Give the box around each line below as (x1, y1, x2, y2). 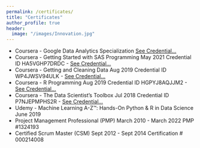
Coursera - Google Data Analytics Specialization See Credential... (14, 47, 177, 54)
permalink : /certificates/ (6, 8, 74, 15)
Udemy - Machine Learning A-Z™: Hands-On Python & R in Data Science (14, 104, 193, 112)
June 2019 (14, 111, 41, 118)
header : (6, 25, 26, 32)
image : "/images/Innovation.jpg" (11, 31, 95, 37)
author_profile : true (6, 20, 60, 26)
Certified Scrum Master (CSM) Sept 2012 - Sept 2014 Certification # (14, 129, 183, 137)
